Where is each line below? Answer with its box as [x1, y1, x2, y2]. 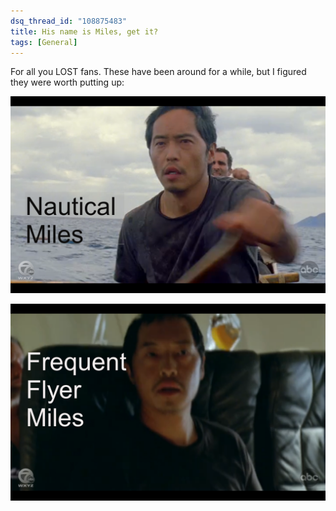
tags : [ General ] [10, 37, 78, 47]
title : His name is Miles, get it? [10, 26, 159, 37]
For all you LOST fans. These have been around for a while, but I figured [10, 66, 307, 78]
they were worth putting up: [10, 76, 125, 89]
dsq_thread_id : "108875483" [10, 16, 128, 26]
